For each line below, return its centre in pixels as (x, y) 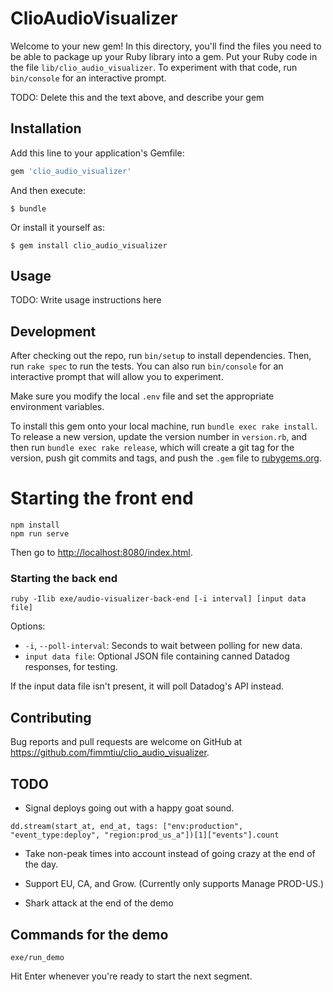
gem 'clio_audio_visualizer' (71, 171)
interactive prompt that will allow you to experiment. (117, 377)
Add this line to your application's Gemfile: (97, 153)
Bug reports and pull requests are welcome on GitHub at (126, 742)
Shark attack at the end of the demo (99, 903)
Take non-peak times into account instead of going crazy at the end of (170, 854)
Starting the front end (102, 498)
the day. (41, 864)
